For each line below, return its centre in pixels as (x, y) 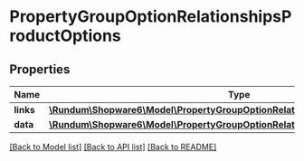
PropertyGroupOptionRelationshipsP (151, 17)
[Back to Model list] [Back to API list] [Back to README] (113, 147)
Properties (40, 69)
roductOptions (66, 36)
